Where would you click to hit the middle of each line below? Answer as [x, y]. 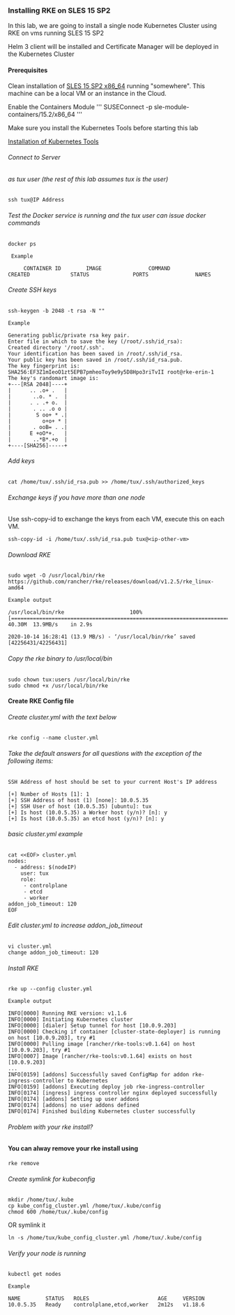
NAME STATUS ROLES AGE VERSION [106, 1299]
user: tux [35, 873]
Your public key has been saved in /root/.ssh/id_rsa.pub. [96, 360]
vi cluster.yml [30, 946]
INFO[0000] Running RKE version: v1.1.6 [68, 1013]
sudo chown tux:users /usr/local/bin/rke [69, 680]
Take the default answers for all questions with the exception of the [105, 753]
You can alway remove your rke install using [73, 1148]
